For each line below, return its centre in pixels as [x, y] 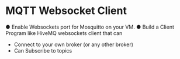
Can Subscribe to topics [43, 50]
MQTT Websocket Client [66, 11]
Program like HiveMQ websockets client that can [64, 33]
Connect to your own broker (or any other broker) [74, 44]
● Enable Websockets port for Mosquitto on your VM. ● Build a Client [90, 27]
